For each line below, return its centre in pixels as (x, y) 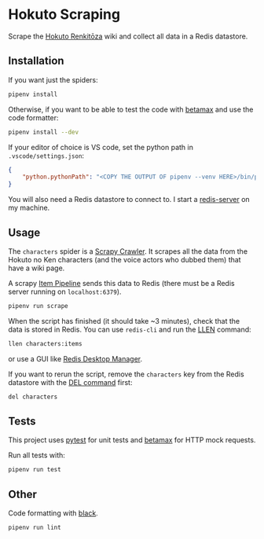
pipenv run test (35, 470)
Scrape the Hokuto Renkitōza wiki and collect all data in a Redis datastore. (128, 36)
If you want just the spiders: (53, 79)
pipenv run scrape (38, 306)
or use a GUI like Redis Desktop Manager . (75, 358)
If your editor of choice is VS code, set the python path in (101, 147)
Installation (36, 61)
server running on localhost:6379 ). (65, 291)
